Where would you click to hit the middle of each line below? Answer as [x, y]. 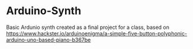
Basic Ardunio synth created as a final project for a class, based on [88, 27]
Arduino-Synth [44, 11]
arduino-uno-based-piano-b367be [49, 40]
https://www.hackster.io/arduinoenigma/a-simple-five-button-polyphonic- [97, 33]
